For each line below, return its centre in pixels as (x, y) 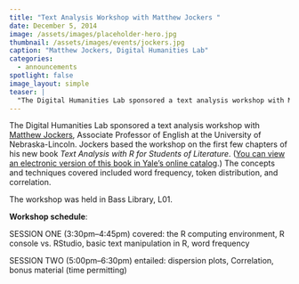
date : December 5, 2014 (53, 26)
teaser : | (28, 92)
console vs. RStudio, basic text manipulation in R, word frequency (129, 243)
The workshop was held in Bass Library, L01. (91, 199)
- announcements (47, 68)
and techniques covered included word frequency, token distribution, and (144, 173)
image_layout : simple (49, 84)
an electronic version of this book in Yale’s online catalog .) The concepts (142, 163)
